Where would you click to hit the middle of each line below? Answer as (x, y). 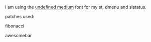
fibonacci (15, 26)
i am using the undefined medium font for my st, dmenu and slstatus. (76, 7)
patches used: (20, 16)
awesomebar (19, 35)
